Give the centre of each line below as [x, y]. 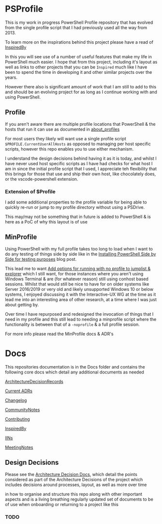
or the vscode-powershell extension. [42, 179]
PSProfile [24, 9]
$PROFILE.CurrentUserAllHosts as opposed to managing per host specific [78, 144]
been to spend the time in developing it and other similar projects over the [79, 72]
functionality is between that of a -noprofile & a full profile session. [73, 324]
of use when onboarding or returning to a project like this [62, 504]
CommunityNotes [22, 409]
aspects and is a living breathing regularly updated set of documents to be [79, 499]
